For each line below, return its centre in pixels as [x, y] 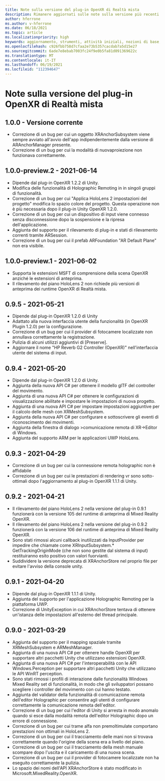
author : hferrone [23, 19]
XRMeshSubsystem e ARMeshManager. [53, 647]
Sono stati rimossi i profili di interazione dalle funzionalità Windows [80, 679]
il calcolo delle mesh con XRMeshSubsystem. [58, 412]
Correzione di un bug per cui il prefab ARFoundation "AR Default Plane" [84, 240]
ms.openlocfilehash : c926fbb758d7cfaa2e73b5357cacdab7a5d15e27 [71, 46]
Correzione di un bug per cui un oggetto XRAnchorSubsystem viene [81, 134]
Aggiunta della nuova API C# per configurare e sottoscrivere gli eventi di [85, 417]
